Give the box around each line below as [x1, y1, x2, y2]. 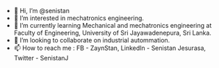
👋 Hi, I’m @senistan [13, 7, 70, 15]
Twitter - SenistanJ [13, 54, 69, 62]
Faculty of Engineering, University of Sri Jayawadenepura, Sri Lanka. [13, 28, 212, 37]
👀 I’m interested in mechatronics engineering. [13, 14, 145, 22]
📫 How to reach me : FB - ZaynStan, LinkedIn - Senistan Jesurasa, [13, 44, 206, 52]
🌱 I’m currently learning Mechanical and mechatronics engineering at [13, 22, 212, 29]
